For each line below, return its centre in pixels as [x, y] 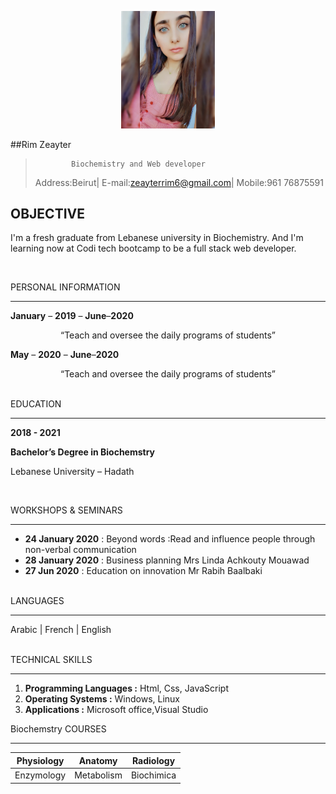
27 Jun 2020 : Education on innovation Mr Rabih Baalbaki [143, 571]
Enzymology [40, 775]
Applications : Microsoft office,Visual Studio [116, 710]
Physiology [40, 760]
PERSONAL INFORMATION [65, 287]
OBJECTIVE [47, 213]
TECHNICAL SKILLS [51, 660]
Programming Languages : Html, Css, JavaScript [126, 688]
